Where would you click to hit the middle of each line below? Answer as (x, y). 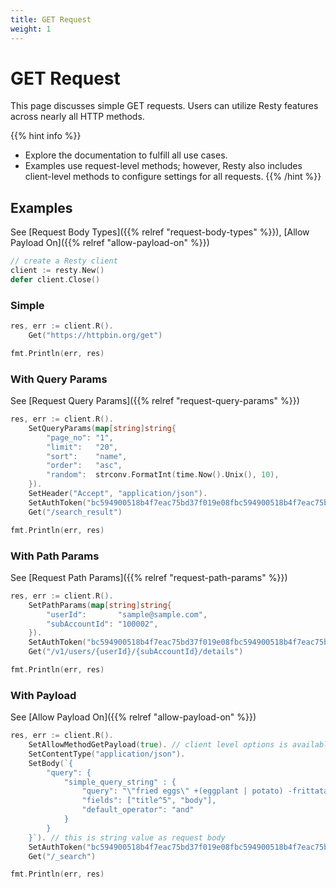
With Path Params (55, 556)
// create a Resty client (64, 261)
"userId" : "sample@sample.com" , (127, 614)
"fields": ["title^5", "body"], (149, 801)
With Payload (43, 695)
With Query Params (59, 379)
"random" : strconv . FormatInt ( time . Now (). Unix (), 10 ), (163, 475)
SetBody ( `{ (51, 763)
